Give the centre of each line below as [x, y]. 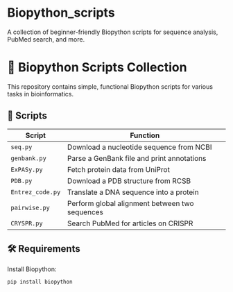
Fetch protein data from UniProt [118, 169]
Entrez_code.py [36, 192]
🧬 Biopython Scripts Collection [97, 68]
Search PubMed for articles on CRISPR [130, 223]
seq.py [21, 147]
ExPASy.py [27, 169]
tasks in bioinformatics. [41, 94]
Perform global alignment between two [130, 203]
